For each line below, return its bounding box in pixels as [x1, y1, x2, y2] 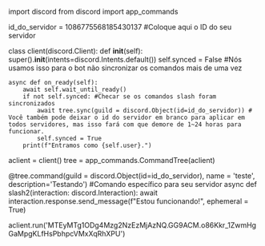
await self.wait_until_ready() [22, 85, 127, 93]
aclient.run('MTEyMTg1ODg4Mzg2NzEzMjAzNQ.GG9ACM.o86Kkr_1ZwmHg [8, 220, 257, 230]
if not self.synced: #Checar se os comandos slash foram [22, 93, 217, 101]
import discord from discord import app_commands [8, 7, 179, 16]
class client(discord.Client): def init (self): [8, 46, 143, 55]
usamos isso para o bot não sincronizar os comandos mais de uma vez [8, 63, 243, 73]
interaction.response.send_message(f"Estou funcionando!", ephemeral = [8, 196, 249, 206]
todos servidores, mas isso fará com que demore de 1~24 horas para [8, 121, 242, 129]
